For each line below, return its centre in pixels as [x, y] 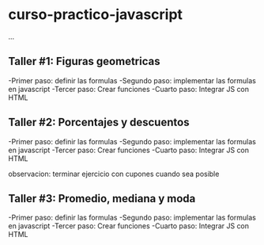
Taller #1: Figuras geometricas [84, 61]
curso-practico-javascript [96, 15]
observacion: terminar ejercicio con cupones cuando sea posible [114, 174]
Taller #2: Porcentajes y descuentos [99, 122]
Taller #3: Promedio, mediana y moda [102, 199]
